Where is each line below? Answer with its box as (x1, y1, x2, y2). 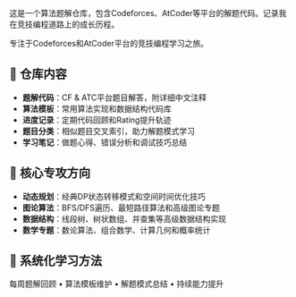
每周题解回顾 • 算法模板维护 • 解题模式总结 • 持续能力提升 (9, 278, 224, 289)
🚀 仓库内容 (9, 66, 67, 82)
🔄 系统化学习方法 (9, 253, 103, 268)
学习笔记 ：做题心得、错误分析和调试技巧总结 (21, 137, 188, 148)
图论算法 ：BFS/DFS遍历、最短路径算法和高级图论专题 (21, 202, 221, 213)
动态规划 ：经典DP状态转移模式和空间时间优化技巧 (21, 191, 206, 201)
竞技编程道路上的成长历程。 (16, 19, 119, 30)
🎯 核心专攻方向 (9, 165, 91, 181)
